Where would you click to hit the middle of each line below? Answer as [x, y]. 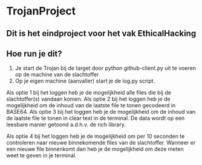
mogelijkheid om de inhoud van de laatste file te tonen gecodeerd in [91, 105]
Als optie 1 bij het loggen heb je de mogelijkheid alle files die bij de [89, 93]
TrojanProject [41, 11]
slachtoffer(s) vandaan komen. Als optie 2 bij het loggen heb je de [88, 99]
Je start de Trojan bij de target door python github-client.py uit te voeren [106, 68]
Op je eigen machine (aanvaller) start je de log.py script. [85, 81]
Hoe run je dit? [34, 53]
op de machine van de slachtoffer [57, 75]
